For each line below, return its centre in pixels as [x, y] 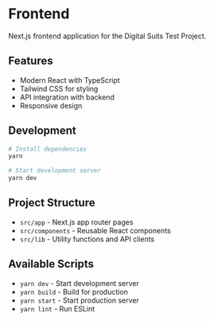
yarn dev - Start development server [79, 283]
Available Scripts [51, 264]
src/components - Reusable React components [95, 230]
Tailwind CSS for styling [59, 88]
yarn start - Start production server [79, 300]
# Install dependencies [48, 149]
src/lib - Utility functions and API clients [87, 239]
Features [31, 61]
